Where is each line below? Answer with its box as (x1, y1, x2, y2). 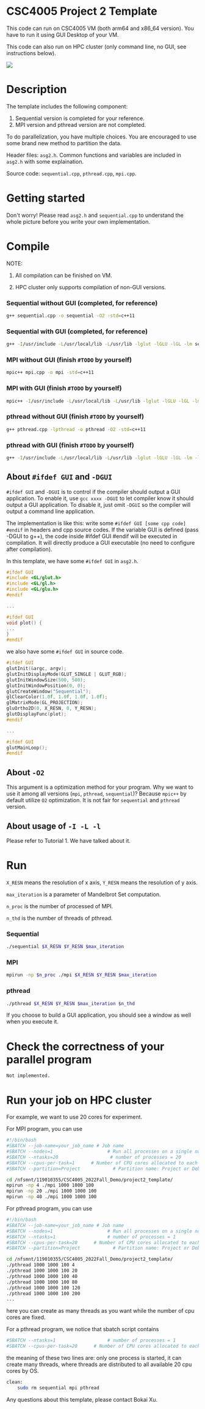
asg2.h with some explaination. (6, 158, 84, 165)
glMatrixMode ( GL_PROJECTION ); (6, 700, 84, 706)
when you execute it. (6, 1018, 59, 1025)
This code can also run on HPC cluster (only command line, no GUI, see (6, 43, 187, 50)
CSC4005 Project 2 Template (6, 4, 157, 18)
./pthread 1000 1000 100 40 (6, 1273, 78, 1279)
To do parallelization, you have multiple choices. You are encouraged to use (6, 133, 197, 140)
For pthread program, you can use (6, 1205, 93, 1212)
